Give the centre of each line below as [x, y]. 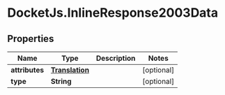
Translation [70, 70]
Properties [31, 39]
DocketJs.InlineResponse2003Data [113, 13]
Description [116, 58]
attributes [27, 70]
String [61, 81]
